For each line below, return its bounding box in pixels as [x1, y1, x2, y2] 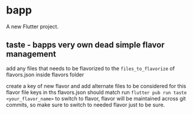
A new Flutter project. [6, 23, 59, 30]
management [6, 49, 56, 59]
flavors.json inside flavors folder [6, 71, 84, 78]
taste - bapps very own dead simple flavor [6, 40, 165, 50]
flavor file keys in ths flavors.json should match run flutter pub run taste [6, 89, 187, 96]
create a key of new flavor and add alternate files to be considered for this [6, 82, 187, 89]
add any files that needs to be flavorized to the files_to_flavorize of [6, 65, 175, 72]
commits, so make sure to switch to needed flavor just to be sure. [6, 101, 165, 108]
